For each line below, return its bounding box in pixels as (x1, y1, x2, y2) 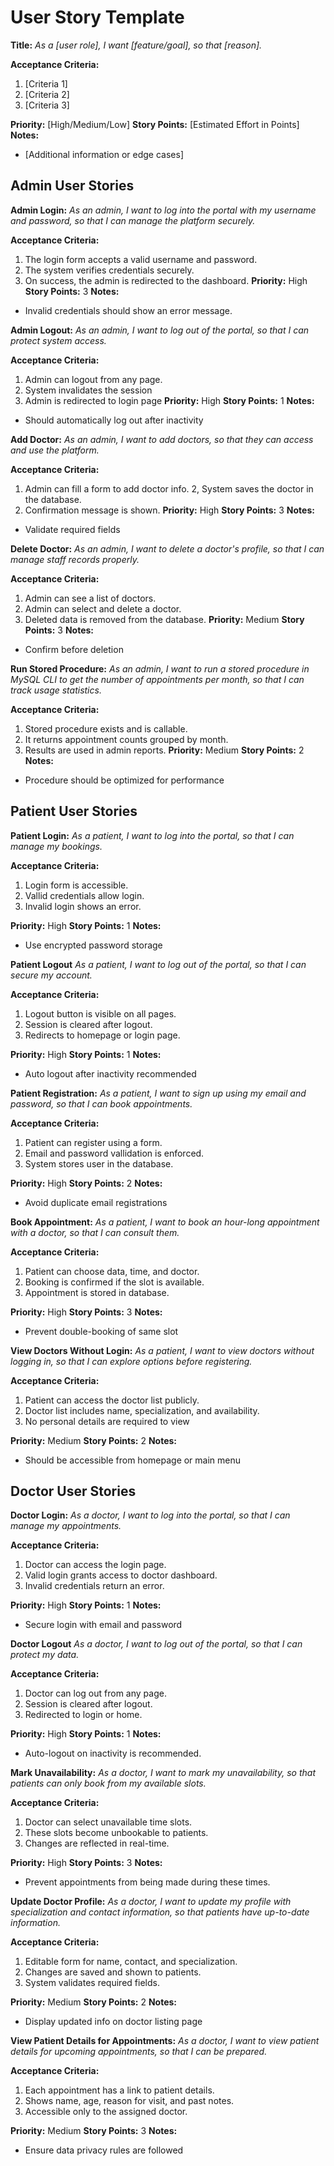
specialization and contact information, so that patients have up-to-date (10, 1906, 310, 1918)
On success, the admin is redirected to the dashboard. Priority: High (24, 274, 308, 286)
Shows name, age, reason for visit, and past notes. (24, 2095, 235, 2107)
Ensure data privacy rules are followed (24, 2144, 184, 2156)
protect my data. (10, 1649, 80, 1661)
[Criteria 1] (24, 77, 68, 90)
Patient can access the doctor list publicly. (24, 1394, 200, 1406)
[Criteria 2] (24, 88, 70, 100)
